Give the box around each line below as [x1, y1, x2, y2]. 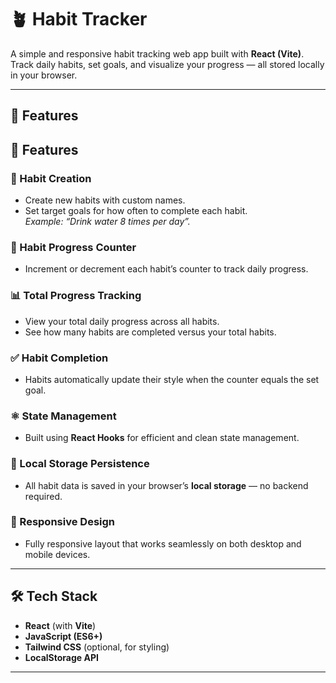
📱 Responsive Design [10, 515, 115, 529]
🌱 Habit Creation [10, 171, 92, 185]
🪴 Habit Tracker [10, 8, 148, 31]
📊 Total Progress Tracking [10, 289, 142, 303]
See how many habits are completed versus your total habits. [24, 326, 277, 338]
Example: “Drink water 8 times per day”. [24, 216, 191, 228]
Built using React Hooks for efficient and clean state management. [24, 432, 300, 444]
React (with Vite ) [24, 619, 97, 631]
